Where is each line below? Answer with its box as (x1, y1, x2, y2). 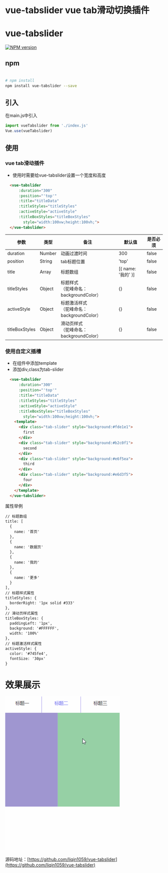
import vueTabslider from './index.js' (5, 123, 88, 128)
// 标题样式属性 (5, 590, 34, 595)
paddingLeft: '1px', (9, 621, 52, 626)
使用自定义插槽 (5, 348, 41, 355)
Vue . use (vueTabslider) (5, 129, 52, 134)
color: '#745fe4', (9, 651, 48, 656)
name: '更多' (14, 575, 40, 580)
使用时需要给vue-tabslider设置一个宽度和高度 (12, 172, 106, 178)
